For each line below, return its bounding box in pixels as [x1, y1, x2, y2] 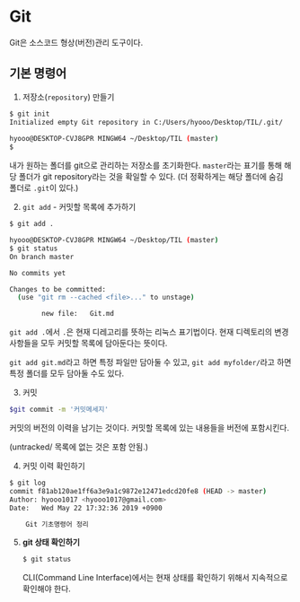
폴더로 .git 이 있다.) [9, 182, 79, 194]
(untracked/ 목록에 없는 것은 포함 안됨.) [9, 441, 149, 452]
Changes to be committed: [9, 284, 106, 293]
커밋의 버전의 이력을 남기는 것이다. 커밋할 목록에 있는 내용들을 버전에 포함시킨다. [9, 423, 290, 432]
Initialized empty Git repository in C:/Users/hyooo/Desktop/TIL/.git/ [9, 118, 283, 127]
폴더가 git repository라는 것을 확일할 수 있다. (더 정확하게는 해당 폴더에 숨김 [18, 171, 284, 182]
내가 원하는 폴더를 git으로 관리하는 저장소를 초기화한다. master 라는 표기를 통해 [9, 160, 283, 171]
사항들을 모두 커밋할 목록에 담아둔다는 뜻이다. [9, 338, 168, 349]
